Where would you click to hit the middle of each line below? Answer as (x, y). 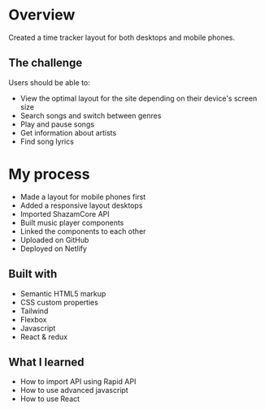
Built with (33, 274)
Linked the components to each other (83, 231)
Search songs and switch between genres (91, 115)
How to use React (50, 399)
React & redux (43, 337)
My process (49, 174)
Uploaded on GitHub (54, 240)
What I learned (46, 362)
